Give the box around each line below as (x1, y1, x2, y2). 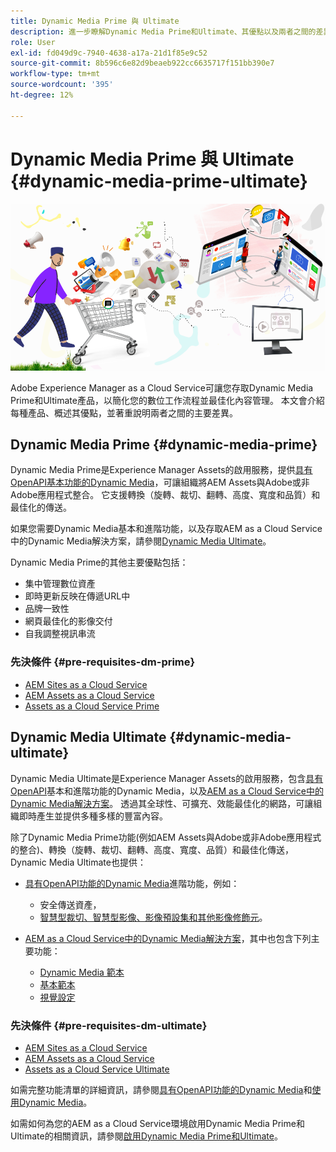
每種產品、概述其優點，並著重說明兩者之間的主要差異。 (10, 406, 238, 419)
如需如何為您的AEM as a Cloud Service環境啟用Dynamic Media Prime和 (10, 1117, 305, 1129)
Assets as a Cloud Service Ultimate (24, 1063, 170, 1075)
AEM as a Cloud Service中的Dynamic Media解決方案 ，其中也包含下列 (24, 932, 312, 944)
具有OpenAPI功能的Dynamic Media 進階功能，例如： (24, 877, 240, 889)
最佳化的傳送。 (10, 501, 72, 514)
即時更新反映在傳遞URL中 (24, 590, 131, 602)
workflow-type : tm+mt (10, 69, 101, 79)
